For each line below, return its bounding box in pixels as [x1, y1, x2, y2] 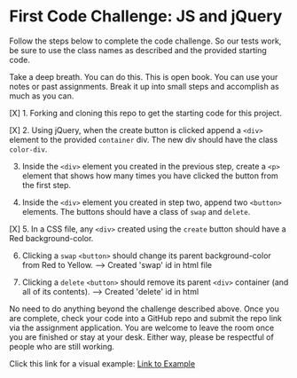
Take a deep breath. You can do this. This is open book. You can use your [9, 71, 278, 82]
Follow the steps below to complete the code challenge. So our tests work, [9, 35, 282, 46]
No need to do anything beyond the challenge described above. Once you [9, 303, 279, 314]
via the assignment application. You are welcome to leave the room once [9, 322, 275, 333]
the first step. [21, 179, 72, 190]
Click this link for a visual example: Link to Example [9, 358, 196, 369]
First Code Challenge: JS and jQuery [9, 6, 283, 27]
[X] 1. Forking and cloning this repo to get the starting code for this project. [9, 107, 282, 118]
